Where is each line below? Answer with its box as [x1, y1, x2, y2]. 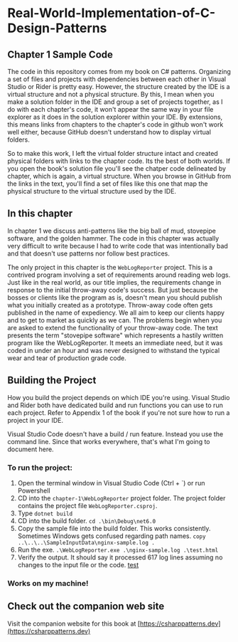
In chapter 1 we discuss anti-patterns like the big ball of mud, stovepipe [7, 226, 217, 235]
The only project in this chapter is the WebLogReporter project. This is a [7, 263, 213, 271]
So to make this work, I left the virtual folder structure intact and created [7, 149, 218, 157]
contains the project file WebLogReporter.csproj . [17, 501, 158, 510]
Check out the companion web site [7, 600, 165, 613]
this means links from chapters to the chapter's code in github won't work [7, 120, 224, 129]
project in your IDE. [7, 416, 64, 424]
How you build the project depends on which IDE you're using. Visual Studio [7, 393, 230, 401]
